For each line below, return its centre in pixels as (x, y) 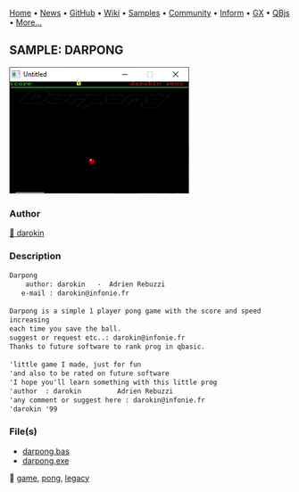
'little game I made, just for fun (75, 365)
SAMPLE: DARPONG (66, 50)
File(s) (23, 431)
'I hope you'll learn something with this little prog (113, 382)
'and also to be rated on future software (89, 373)
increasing (29, 320)
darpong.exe (46, 460)
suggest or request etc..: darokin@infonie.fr (97, 338)
